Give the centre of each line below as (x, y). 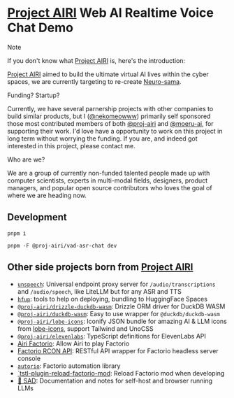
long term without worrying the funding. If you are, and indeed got (102, 138)
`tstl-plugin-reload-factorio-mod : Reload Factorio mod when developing (121, 373)
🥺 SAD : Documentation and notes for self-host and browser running (115, 381)
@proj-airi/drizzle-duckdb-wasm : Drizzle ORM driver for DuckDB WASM (121, 306)
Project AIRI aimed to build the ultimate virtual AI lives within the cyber (108, 74)
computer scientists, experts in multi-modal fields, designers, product (108, 180)
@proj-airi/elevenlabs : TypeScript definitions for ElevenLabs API (111, 336)
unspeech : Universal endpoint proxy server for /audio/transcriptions (116, 284)
